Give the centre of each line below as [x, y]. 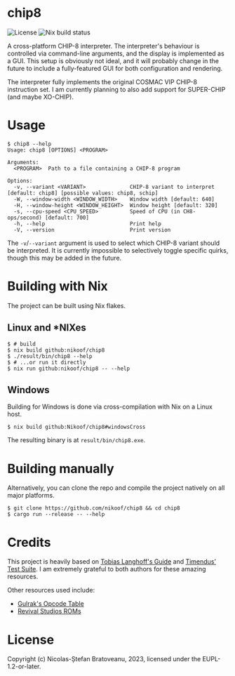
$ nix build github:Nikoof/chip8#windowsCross [76, 427]
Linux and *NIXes [47, 328]
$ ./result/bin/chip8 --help [50, 356]
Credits [29, 542]
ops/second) [25, 218]
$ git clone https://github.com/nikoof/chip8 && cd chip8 [94, 508]
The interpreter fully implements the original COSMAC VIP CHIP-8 [102, 81]
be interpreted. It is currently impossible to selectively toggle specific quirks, [118, 250]
